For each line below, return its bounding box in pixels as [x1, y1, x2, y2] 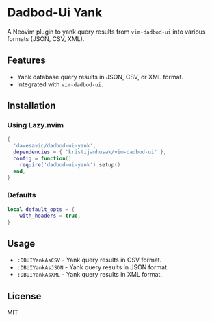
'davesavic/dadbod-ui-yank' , [13, 143, 96, 149]
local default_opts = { [7, 206, 75, 213]
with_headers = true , [19, 212, 81, 219]
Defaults [7, 190, 36, 200]
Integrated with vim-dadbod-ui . [16, 80, 104, 88]
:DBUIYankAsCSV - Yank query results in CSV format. [16, 256, 162, 264]
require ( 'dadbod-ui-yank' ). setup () [19, 161, 121, 169]
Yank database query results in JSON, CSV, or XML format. [16, 73, 183, 81]
